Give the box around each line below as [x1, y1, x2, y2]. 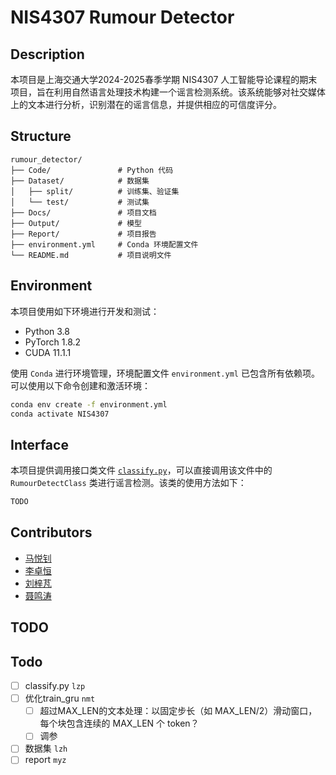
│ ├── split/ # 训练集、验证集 [10, 186, 180, 196]
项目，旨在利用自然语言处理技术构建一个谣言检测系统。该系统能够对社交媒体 [10, 86, 326, 98]
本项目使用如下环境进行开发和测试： [10, 305, 160, 317]
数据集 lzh [24, 742, 68, 755]
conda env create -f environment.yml [10, 399, 168, 410]
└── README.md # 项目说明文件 [10, 250, 172, 260]
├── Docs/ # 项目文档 [10, 207, 157, 218]
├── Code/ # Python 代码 [10, 165, 174, 175]
